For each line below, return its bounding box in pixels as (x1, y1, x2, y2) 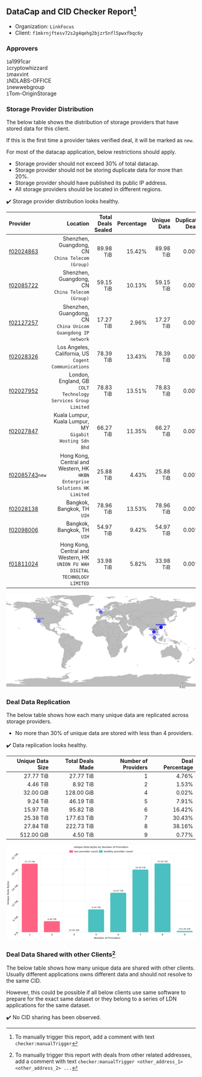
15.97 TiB (23, 806, 49, 813)
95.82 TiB (69, 806, 94, 813)
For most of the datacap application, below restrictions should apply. (6, 148, 176, 156)
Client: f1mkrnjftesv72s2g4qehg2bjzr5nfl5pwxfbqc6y (14, 29, 143, 36)
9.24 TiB (26, 797, 49, 804)
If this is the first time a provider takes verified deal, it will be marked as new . (6, 137, 194, 144)
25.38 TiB (23, 814, 49, 822)
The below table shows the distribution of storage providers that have (6, 119, 179, 126)
